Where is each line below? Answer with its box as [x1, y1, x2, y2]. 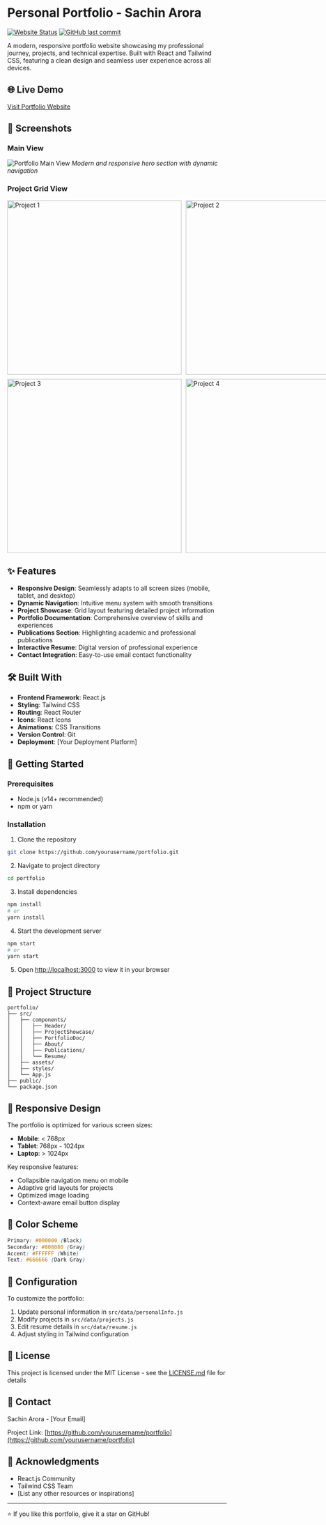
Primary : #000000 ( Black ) [7, 1237, 82, 1244]
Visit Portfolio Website [7, 102, 71, 111]
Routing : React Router [17, 709, 81, 717]
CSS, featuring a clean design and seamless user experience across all [7, 56, 211, 64]
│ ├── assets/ [7, 1059, 54, 1067]
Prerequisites [7, 779, 54, 789]
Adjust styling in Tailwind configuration [17, 1330, 130, 1338]
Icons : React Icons [17, 715, 72, 724]
